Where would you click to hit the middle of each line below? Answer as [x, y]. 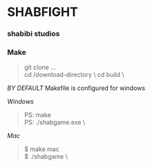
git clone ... [40, 67]
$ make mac [42, 149]
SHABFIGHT [42, 12]
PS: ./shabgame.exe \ [55, 123]
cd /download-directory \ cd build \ [74, 75]
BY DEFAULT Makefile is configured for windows [76, 88]
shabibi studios [34, 34]
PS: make [38, 115]
